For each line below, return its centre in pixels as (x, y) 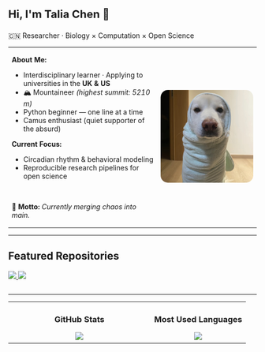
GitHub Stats (79, 319)
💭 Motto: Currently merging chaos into (74, 206)
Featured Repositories (64, 256)
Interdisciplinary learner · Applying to (83, 75)
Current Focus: (37, 144)
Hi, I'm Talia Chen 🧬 (59, 14)
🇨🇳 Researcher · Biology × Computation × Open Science (101, 36)
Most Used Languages (198, 319)
